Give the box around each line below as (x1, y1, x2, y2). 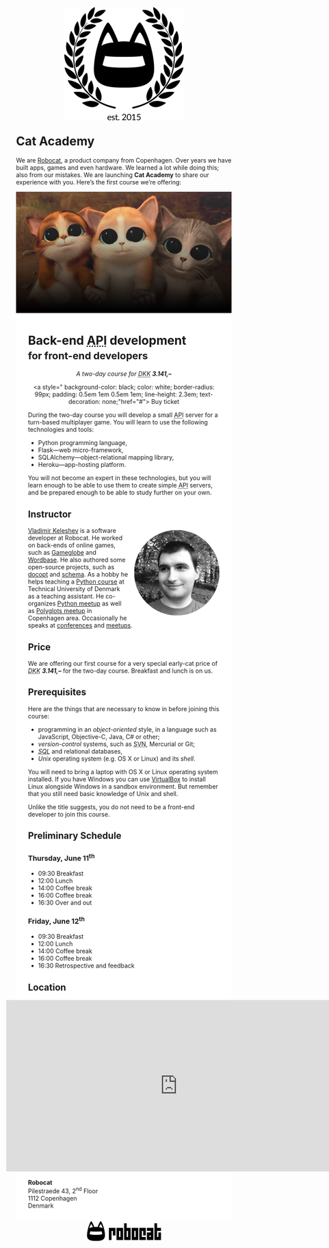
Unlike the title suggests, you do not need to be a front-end (28, 802, 195, 811)
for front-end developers (28, 349, 148, 362)
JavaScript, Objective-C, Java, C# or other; (38, 732, 161, 741)
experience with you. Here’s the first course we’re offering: (16, 178, 182, 186)
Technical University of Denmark (28, 585, 120, 593)
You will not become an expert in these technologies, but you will (28, 474, 211, 482)
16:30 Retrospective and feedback (38, 961, 135, 970)
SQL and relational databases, (38, 747, 123, 755)
